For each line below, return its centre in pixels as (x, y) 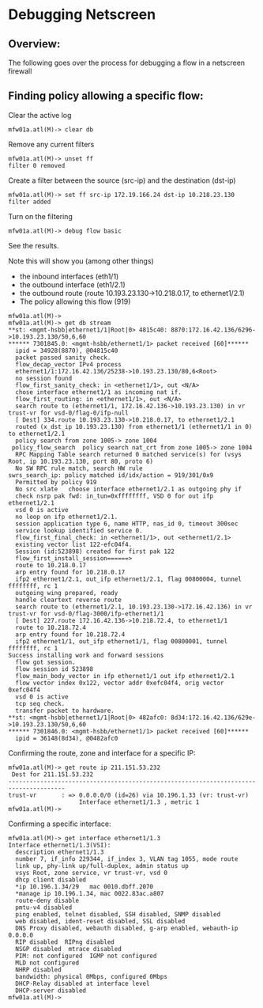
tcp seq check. (40, 703)
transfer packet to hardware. (65, 711)
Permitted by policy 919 (56, 482)
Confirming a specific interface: (60, 824)
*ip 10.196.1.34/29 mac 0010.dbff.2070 (85, 887)
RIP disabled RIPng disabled (65, 942)
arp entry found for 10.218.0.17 (70, 572)
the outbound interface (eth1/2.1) (73, 284)
